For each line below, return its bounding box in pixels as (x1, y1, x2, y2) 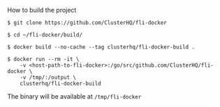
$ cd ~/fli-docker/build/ (7, 31, 82, 38)
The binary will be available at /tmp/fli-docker (7, 92, 142, 100)
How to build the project (7, 6, 77, 14)
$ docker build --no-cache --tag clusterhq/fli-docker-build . (7, 44, 196, 51)
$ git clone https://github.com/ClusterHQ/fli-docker (7, 19, 168, 26)
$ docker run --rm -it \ (7, 56, 80, 63)
